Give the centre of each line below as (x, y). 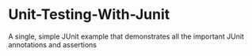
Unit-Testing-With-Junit (89, 15)
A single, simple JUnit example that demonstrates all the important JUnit (126, 36)
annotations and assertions (53, 44)
